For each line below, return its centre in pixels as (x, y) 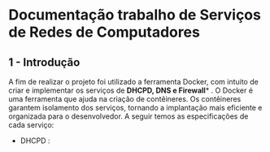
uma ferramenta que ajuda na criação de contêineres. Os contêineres (125, 99)
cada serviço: (31, 125)
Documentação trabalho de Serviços (135, 15)
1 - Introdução (44, 62)
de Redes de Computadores (105, 32)
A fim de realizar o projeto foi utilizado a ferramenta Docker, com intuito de (133, 82)
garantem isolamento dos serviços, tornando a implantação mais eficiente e (135, 108)
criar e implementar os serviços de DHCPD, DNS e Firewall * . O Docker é (131, 90)
